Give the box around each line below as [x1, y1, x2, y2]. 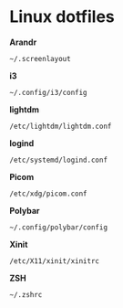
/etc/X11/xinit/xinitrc [9, 256, 100, 266]
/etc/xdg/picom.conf [9, 189, 88, 198]
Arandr [9, 37, 37, 48]
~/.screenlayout [9, 54, 71, 63]
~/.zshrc [9, 290, 43, 299]
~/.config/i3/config [9, 88, 88, 97]
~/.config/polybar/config [9, 222, 108, 232]
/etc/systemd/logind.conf [9, 155, 108, 165]
